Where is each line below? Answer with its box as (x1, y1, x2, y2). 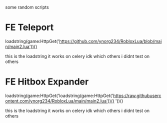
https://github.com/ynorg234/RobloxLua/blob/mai (59, 38, 162, 44)
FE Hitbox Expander (5, 76, 89, 87)
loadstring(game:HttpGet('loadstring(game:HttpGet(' (5, 92, 113, 98)
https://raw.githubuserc (113, 92, 161, 98)
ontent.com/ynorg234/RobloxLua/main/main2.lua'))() (5, 97, 114, 104)
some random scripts (5, 4, 49, 10)
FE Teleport (5, 22, 54, 33)
